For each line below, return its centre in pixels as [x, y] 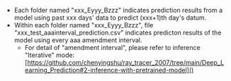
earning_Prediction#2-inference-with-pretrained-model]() [109, 70]
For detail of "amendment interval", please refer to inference [112, 48]
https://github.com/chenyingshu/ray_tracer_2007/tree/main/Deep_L [126, 62]
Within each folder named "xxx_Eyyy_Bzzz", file [84, 25]
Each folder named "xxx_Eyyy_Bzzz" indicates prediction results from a [118, 10]
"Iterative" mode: [50, 55]
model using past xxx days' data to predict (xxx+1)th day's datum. [110, 18]
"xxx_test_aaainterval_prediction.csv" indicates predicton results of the [118, 32]
